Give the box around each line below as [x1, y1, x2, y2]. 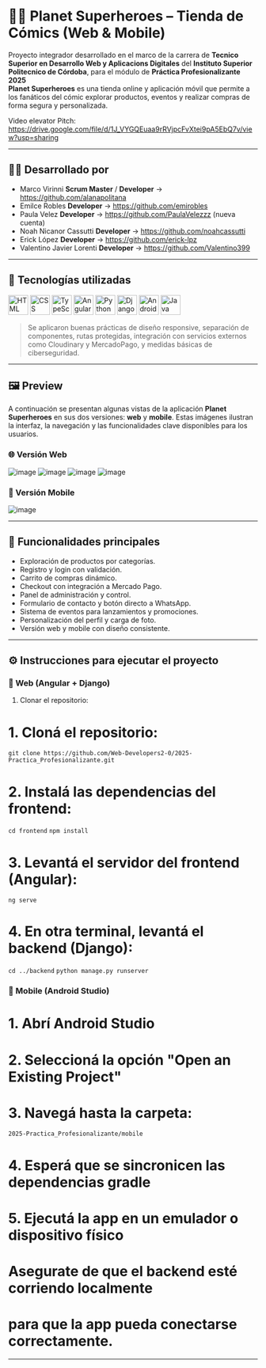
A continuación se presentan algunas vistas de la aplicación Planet [8, 404, 227, 414]
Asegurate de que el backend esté [8, 1263, 237, 1281]
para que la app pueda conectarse [8, 1316, 237, 1333]
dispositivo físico [8, 1226, 124, 1244]
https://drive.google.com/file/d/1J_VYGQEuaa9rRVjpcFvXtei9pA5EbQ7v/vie [8, 124, 253, 134]
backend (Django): [8, 940, 133, 957]
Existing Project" [8, 1068, 122, 1085]
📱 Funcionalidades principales [8, 535, 161, 549]
